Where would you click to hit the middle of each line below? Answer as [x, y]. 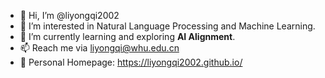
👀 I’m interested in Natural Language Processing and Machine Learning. [167, 26]
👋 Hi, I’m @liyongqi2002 [69, 15]
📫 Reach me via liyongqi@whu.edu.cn [99, 48]
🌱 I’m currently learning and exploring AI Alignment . [127, 36]
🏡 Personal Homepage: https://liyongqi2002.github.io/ [131, 62]
